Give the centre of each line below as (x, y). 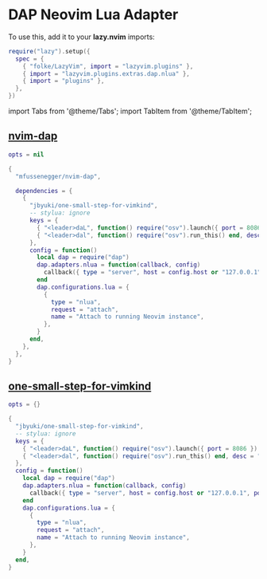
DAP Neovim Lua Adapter (93, 15)
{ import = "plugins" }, (64, 81)
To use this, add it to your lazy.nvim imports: (81, 37)
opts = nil (26, 154)
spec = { (30, 59)
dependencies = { (44, 191)
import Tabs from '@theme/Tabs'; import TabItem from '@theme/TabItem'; (130, 111)
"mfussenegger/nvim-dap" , (58, 176)
